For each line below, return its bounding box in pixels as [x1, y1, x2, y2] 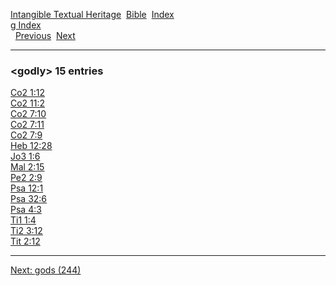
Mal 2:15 [10, 161, 45, 173]
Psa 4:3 [10, 204, 42, 216]
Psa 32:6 [10, 193, 48, 205]
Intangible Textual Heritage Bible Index [10, 9, 175, 20]
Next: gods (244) [10, 264, 82, 276]
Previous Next [14, 30, 76, 41]
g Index [10, 19, 42, 31]
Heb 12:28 [10, 140, 53, 152]
